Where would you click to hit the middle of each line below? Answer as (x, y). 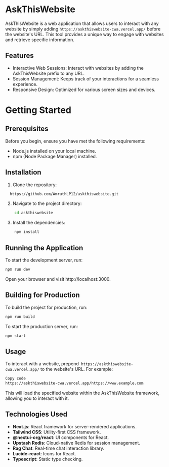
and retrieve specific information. (40, 40)
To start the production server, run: (42, 326)
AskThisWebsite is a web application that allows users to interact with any (82, 23)
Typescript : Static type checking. (48, 459)
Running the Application (44, 248)
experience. (25, 84)
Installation (23, 172)
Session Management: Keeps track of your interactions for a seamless (86, 79)
